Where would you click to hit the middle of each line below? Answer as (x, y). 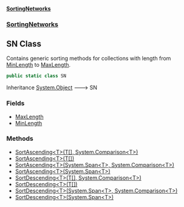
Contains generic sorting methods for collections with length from (89, 58)
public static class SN (36, 76)
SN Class (24, 43)
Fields (15, 103)
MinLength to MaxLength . (39, 65)
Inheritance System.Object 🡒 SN (52, 87)
